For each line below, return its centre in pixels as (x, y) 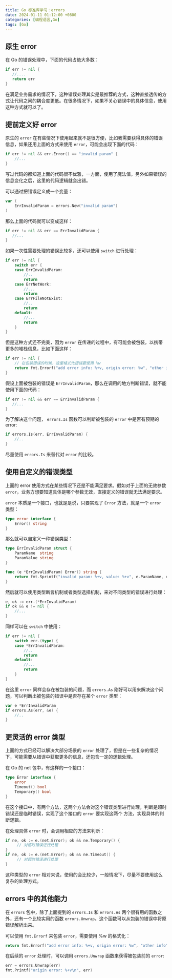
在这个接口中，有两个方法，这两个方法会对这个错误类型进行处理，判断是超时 (86, 807)
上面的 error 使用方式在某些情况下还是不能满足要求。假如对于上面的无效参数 (86, 485)
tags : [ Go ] (17, 24)
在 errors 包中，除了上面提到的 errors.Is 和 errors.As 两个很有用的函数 (81, 912)
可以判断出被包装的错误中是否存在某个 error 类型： (68, 696)
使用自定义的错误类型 (39, 472)
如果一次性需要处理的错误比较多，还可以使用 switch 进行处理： (72, 251)
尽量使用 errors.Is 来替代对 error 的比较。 (51, 454)
